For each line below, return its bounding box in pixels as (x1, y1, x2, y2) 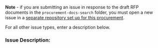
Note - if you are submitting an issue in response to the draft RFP (5, 4, 139, 10)
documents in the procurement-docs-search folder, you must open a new (5, 9, 153, 15)
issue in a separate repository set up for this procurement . (5, 15, 125, 20)
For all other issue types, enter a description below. (5, 24, 111, 30)
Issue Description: (5, 37, 51, 44)
